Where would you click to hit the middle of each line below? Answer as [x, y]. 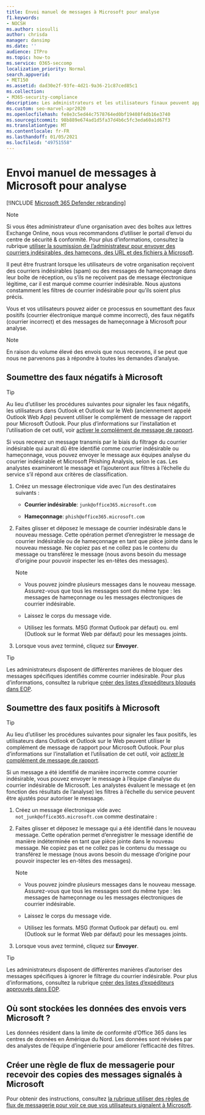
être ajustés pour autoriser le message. [56, 799]
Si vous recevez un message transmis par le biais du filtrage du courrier [97, 442]
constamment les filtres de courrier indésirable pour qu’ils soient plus [94, 290]
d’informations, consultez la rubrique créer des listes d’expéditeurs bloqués [101, 682]
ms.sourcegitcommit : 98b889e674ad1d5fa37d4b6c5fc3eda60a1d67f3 [88, 120]
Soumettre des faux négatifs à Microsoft [85, 377]
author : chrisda [27, 35]
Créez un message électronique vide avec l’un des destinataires [95, 486]
